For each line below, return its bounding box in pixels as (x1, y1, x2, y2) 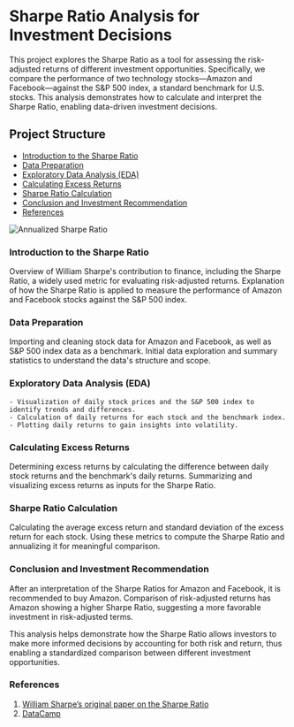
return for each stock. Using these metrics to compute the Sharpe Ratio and (9, 532, 285, 542)
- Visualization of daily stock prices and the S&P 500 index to (9, 397, 254, 406)
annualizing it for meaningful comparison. (9, 541, 161, 552)
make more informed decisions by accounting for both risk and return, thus (9, 638, 283, 648)
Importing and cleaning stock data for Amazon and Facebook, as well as (9, 336, 272, 347)
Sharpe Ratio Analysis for (9, 6, 200, 27)
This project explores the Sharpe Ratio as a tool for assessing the (9, 54, 246, 65)
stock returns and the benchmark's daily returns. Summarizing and (9, 471, 253, 481)
